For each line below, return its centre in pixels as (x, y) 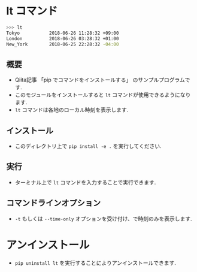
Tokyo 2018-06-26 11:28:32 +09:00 (63, 33)
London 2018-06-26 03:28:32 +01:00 (63, 38)
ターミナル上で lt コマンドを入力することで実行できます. (85, 182)
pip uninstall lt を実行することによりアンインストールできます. (96, 262)
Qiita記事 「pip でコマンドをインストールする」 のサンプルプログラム (100, 80)
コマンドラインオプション (53, 203)
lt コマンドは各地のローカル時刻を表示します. (72, 110)
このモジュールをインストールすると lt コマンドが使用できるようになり (103, 95)
